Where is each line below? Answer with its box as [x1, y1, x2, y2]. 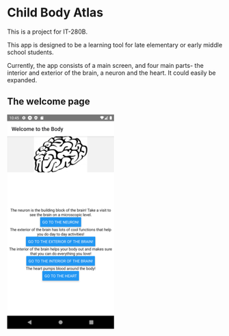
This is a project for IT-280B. [7, 27, 87, 36]
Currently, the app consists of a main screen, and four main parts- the [7, 61, 204, 69]
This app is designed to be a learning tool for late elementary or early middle [7, 40, 223, 49]
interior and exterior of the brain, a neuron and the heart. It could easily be [7, 69, 217, 77]
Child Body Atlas [7, 5, 104, 21]
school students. [7, 48, 54, 56]
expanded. [7, 75, 38, 84]
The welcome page [7, 96, 90, 108]
